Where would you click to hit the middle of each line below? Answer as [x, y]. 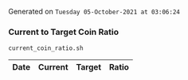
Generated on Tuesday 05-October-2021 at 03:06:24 [94, 11]
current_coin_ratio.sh [46, 48]
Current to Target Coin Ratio [64, 32]
